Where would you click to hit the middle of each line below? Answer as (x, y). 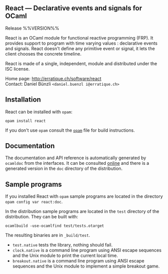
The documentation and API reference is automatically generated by (76, 158)
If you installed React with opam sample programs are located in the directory (84, 196)
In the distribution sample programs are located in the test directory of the (82, 211)
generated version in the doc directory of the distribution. (64, 169)
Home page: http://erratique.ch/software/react (53, 78)
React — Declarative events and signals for (74, 8)
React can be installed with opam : (39, 112)
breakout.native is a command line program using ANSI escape (78, 261)
